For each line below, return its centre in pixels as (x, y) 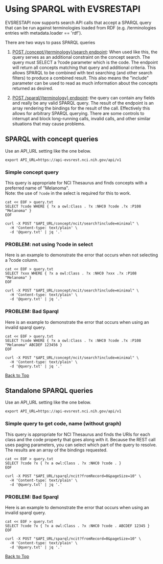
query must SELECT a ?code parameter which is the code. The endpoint (85, 62)
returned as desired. (33, 88)
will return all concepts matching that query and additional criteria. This (84, 68)
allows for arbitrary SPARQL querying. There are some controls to (78, 113)
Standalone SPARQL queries (49, 391)
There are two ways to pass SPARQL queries (50, 42)
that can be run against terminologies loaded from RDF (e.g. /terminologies (81, 27)
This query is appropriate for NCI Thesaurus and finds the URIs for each (78, 434)
